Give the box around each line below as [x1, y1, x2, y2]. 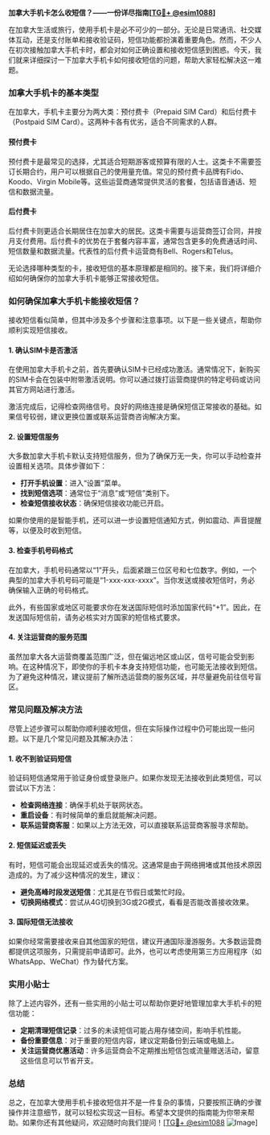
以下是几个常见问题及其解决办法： [22, 734, 135, 744]
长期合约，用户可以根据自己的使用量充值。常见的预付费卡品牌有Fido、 [14, 167, 248, 176]
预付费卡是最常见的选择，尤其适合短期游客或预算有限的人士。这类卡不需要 [8, 156, 255, 166]
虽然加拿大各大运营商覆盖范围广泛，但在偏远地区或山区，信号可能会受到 [8, 651, 247, 661]
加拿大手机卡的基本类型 [8, 87, 99, 98]
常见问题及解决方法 [8, 704, 83, 715]
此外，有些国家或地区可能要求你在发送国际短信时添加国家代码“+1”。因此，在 [8, 602, 262, 612]
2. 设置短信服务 [8, 431, 59, 441]
